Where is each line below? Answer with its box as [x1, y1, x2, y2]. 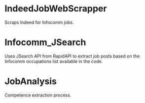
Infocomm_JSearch [4, 37, 86, 48]
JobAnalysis [4, 76, 57, 87]
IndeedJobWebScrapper [4, 3, 107, 14]
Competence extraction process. [4, 92, 72, 98]
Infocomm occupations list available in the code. [4, 58, 103, 64]
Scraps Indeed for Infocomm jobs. [4, 19, 74, 25]
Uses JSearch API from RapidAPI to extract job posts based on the [4, 53, 140, 59]
